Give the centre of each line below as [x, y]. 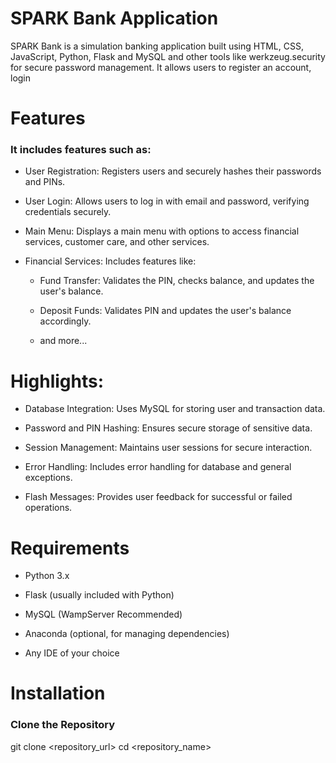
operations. [48, 508]
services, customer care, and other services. [117, 242]
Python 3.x [47, 576]
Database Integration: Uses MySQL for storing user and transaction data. [175, 409]
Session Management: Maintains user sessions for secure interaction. [168, 448]
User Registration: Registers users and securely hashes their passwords [173, 171]
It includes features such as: [81, 150]
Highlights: [57, 381]
